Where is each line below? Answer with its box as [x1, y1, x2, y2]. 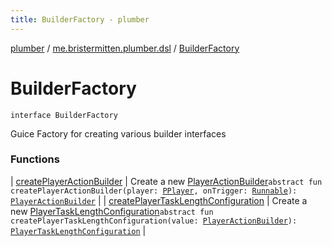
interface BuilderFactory [10, 110, 118, 120]
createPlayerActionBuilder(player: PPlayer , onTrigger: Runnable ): [10, 186, 298, 196]
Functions [10, 152, 60, 166]
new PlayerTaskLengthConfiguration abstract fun [10, 205, 214, 217]
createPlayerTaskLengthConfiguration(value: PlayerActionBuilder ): [10, 216, 298, 226]
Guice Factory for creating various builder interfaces [10, 127, 227, 140]
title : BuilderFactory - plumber [10, 14, 150, 25]
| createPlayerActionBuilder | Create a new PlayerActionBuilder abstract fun [10, 175, 323, 187]
